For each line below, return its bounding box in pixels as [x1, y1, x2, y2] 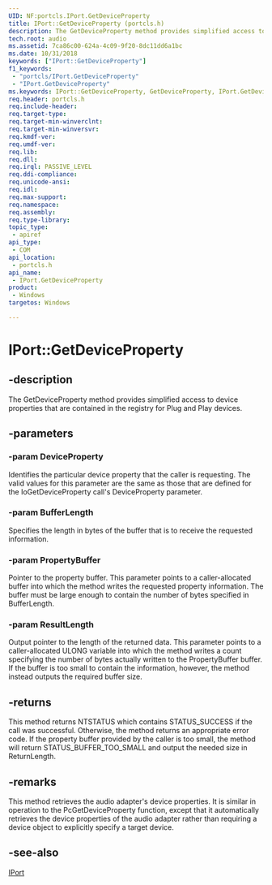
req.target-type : [8, 110, 67, 119]
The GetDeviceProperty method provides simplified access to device [8, 395, 239, 404]
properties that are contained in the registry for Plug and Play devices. [8, 403, 243, 412]
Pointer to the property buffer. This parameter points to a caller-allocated [8, 573, 252, 583]
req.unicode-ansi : [8, 178, 70, 187]
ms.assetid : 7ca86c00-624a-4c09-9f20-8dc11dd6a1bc [8, 42, 183, 50]
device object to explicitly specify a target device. [8, 822, 174, 832]
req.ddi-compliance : [8, 171, 79, 179]
